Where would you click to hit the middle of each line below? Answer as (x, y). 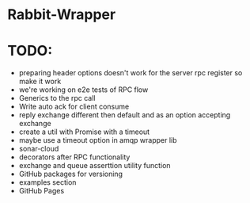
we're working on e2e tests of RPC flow (83, 90)
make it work (40, 82)
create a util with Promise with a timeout (84, 132)
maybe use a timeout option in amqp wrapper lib (98, 140)
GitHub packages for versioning (71, 174)
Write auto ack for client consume (74, 107)
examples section (47, 182)
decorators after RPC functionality (74, 157)
